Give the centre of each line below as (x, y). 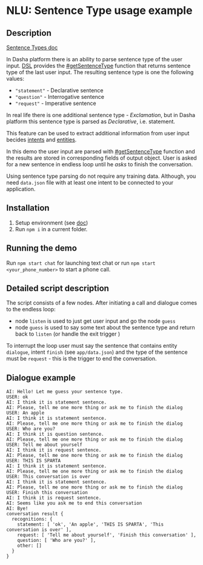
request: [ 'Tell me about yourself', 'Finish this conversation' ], (107, 535)
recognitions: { (32, 519)
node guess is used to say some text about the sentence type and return (105, 328)
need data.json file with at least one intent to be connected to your (90, 182)
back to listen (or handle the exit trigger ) (68, 334)
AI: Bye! (17, 509)
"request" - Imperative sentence (55, 103)
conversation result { (35, 514)
